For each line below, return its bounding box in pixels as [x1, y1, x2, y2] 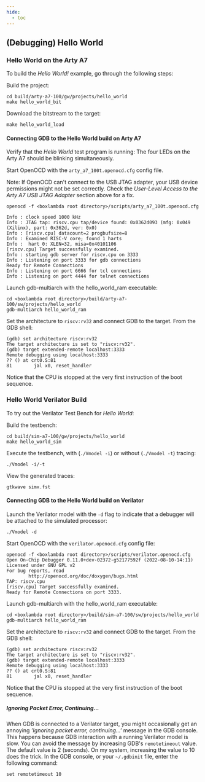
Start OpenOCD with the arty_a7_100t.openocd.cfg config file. [6, 166, 164, 174]
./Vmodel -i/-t [6, 461, 45, 467]
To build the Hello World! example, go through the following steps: [6, 70, 174, 77]
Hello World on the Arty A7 [6, 56, 88, 65]
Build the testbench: [6, 421, 57, 429]
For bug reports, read [6, 568, 64, 574]
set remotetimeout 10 [6, 771, 62, 777]
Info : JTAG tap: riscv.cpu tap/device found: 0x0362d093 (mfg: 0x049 [6, 219, 191, 226]
